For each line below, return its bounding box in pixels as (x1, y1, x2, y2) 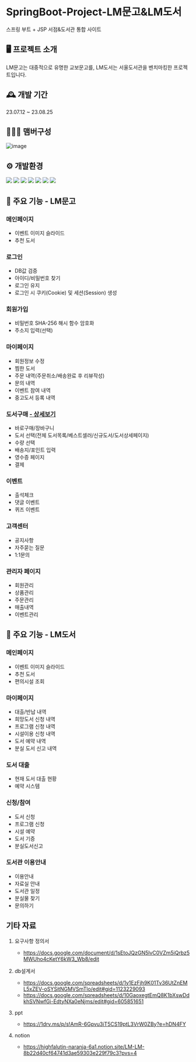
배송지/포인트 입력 (14, 446, 56, 453)
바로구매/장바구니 (14, 425, 54, 432)
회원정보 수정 (14, 358, 45, 365)
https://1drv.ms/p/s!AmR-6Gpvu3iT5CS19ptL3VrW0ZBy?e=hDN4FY (23, 1020, 187, 1027)
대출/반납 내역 (14, 708, 47, 715)
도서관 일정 (14, 887, 40, 894)
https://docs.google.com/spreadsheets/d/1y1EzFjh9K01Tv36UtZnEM (23, 979, 188, 986)
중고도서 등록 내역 (14, 394, 55, 401)
